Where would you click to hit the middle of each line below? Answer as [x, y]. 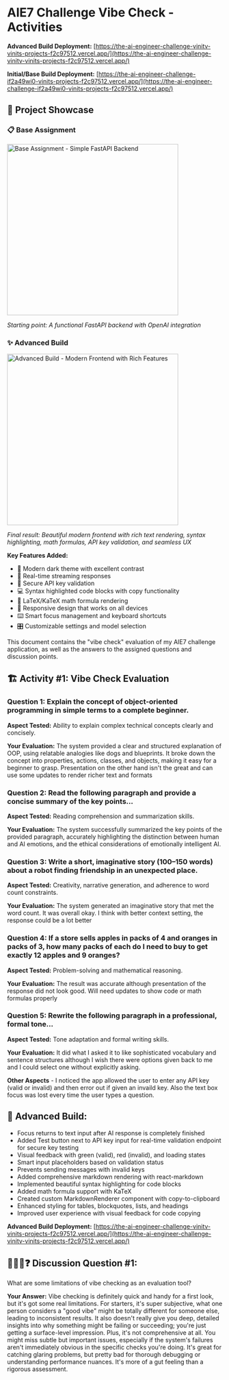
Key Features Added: [38, 555]
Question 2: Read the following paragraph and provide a [102, 793]
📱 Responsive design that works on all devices [82, 608]
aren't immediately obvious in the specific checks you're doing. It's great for [114, 1347]
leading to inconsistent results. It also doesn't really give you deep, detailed [113, 1318]
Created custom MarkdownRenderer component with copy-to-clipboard [118, 1198]
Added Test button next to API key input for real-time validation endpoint [119, 1140]
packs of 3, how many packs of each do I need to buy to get [108, 947]
